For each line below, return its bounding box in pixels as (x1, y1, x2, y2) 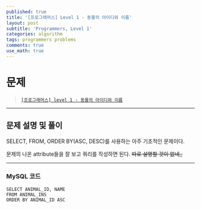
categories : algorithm (6, 31, 63, 37)
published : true (6, 8, 47, 15)
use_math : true (6, 48, 44, 54)
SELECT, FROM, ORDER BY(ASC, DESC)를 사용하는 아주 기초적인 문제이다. (6, 138, 185, 145)
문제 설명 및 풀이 (6, 121, 63, 131)
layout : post (6, 20, 39, 26)
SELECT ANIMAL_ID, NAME (6, 186, 66, 192)
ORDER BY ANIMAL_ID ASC (6, 196, 66, 203)
